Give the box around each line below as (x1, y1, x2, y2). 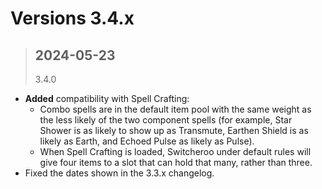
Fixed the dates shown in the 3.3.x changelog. (24, 167, 215, 179)
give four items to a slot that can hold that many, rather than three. (39, 157, 313, 168)
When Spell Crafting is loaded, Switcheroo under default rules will (39, 146, 312, 157)
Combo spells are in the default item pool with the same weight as (39, 103, 312, 115)
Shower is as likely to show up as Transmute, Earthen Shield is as (39, 125, 309, 136)
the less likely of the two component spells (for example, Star (39, 114, 293, 126)
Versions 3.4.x (10, 7, 135, 30)
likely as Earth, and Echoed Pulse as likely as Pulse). (39, 135, 255, 147)
